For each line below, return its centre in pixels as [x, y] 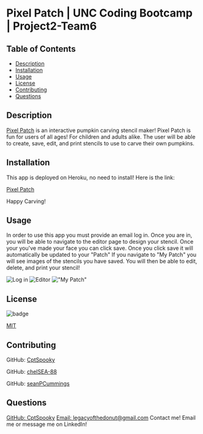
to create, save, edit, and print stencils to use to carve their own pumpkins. [100, 143]
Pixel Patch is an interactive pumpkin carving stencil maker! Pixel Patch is [99, 130]
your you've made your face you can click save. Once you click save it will [100, 248]
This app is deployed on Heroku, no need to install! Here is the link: [91, 177]
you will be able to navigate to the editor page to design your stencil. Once [100, 242]
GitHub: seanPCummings [38, 384]
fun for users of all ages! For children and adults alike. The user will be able [101, 137]
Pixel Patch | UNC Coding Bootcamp [100, 13]
